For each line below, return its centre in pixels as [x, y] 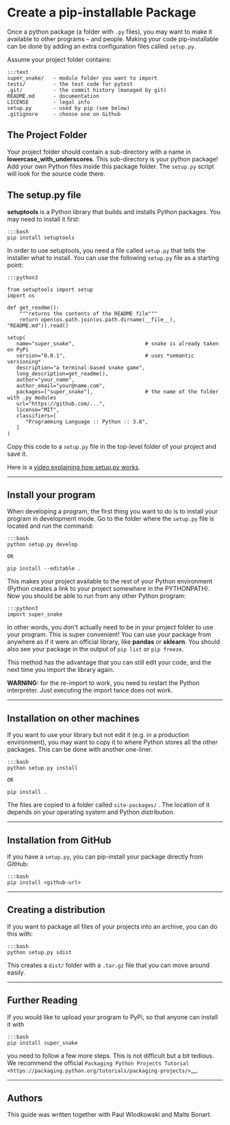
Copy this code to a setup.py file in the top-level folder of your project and [112, 446]
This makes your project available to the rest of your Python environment [110, 581]
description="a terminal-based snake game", [81, 368]
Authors [25, 1099]
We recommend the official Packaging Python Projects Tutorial [98, 1063]
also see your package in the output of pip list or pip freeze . [95, 649]
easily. [16, 972]
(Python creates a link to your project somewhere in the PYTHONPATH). [108, 589]
